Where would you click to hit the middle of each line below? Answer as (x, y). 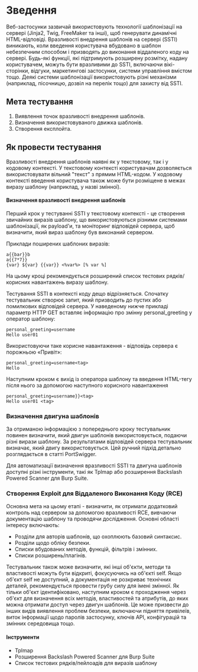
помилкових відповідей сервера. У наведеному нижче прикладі (87, 306)
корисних (18, 282)
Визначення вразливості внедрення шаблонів (66, 200)
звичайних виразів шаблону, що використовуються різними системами (97, 219)
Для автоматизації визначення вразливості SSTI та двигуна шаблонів (94, 466)
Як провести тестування (54, 148)
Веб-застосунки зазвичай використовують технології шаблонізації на (94, 27)
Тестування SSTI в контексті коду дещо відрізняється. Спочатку (87, 293)
